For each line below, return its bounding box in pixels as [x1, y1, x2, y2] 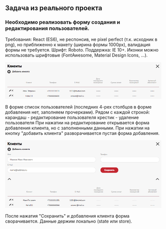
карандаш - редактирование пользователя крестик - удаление [5, 114, 139, 120]
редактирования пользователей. [5, 25, 90, 32]
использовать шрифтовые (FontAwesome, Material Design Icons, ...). [5, 52, 148, 58]
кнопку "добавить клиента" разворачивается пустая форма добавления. [5, 130, 160, 136]
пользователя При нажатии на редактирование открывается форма [5, 119, 150, 125]
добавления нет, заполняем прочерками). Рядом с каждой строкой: [5, 109, 150, 115]
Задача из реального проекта [5, 4, 103, 12]
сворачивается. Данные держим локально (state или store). [5, 218, 132, 225]
